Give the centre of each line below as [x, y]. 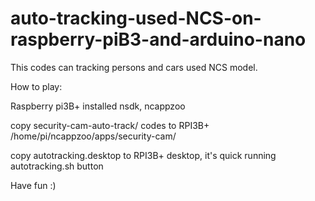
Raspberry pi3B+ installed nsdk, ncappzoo [98, 106]
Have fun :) [33, 185]
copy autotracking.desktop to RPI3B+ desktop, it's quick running [143, 155]
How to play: [36, 86]
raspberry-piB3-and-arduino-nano [158, 39]
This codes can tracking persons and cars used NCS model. [134, 67]
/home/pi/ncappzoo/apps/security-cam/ [93, 136]
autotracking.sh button [57, 166]
